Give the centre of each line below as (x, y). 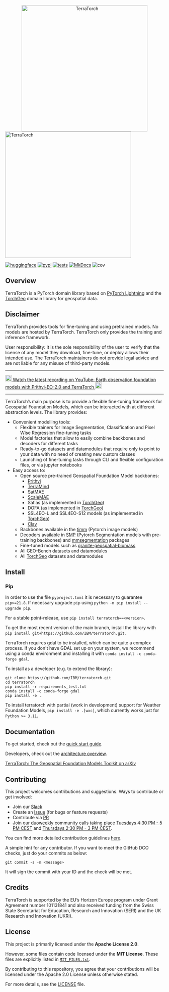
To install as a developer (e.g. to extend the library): (59, 669)
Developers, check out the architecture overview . (56, 754)
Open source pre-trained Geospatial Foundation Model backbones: (90, 476)
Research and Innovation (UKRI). (39, 916)
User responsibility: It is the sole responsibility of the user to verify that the (82, 347)
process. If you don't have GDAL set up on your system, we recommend (80, 648)
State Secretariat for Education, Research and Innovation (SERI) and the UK (83, 910)
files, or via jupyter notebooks (51, 465)
